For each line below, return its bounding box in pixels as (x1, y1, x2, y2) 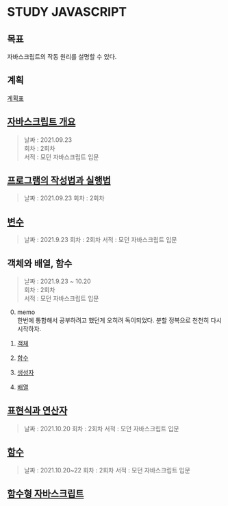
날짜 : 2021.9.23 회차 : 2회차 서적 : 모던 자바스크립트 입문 (23, 236, 177, 244)
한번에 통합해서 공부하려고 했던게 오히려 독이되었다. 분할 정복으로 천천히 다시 (16, 316, 223, 324)
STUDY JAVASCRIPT (7, 4, 127, 20)
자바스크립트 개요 (7, 116, 76, 128)
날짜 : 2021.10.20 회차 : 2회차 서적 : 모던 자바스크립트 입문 (23, 424, 179, 433)
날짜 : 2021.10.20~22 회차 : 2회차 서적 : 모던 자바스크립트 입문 (23, 466, 190, 474)
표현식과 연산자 (7, 405, 68, 417)
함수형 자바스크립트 (7, 488, 84, 500)
